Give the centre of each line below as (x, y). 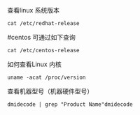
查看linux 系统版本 (33, 10)
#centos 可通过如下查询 (41, 37)
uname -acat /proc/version (47, 77)
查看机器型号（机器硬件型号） (50, 91)
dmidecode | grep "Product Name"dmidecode (70, 105)
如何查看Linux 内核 (34, 64)
